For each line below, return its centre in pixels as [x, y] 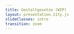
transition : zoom [24, 24]
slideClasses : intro [27, 19]
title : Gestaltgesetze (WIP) [36, 10]
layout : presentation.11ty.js [37, 14]
